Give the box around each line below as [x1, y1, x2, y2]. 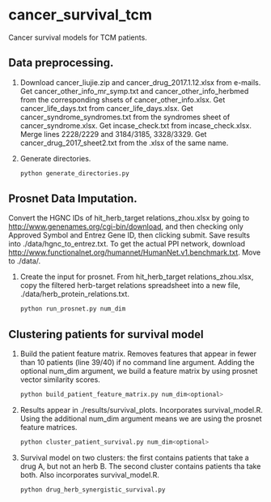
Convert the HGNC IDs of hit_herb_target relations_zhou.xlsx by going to [8, 213, 250, 223]
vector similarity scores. [19, 375, 101, 384]
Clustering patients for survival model [8, 327, 204, 341]
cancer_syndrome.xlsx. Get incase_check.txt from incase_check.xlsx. [19, 120, 252, 131]
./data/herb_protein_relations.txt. [19, 290, 129, 299]
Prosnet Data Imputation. [8, 192, 138, 206]
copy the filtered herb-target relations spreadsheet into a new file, [19, 281, 241, 290]
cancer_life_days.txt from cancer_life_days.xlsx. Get [19, 103, 194, 113]
